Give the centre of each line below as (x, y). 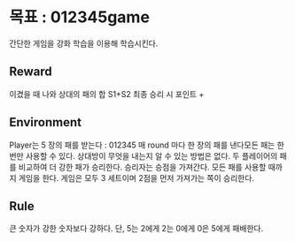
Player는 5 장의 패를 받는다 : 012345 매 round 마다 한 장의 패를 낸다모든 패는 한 (147, 145)
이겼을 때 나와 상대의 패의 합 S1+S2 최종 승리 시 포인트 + (107, 94)
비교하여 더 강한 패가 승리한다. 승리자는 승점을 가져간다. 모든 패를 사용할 (142, 167)
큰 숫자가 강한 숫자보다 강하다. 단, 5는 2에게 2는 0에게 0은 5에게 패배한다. (136, 229)
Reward (31, 72)
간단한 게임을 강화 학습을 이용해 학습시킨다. (84, 43)
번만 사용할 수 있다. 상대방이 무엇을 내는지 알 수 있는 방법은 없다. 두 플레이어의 (144, 155)
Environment (46, 122)
